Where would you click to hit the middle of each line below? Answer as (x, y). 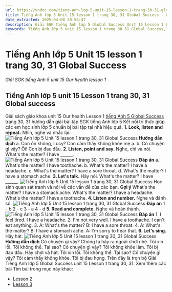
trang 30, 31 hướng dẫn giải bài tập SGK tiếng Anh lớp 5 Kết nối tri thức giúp (85, 122)
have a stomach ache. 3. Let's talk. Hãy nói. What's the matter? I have (79, 176)
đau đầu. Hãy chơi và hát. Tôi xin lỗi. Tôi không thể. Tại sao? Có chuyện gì (83, 252)
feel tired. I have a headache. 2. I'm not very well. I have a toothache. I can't (85, 220)
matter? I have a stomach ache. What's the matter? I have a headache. (79, 192)
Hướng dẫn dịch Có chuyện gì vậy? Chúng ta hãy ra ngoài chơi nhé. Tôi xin (84, 241)
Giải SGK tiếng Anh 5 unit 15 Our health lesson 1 (56, 80)
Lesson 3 (22, 284)
